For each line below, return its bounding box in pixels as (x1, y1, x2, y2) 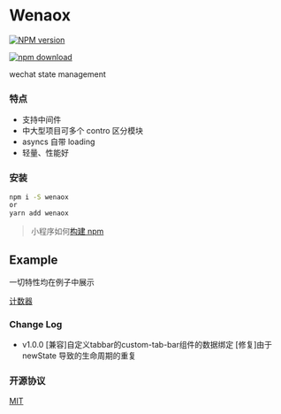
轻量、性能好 (21, 148, 69, 158)
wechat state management (9, 68, 106, 80)
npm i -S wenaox (9, 192, 69, 202)
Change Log (9, 318, 63, 330)
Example (9, 252, 58, 267)
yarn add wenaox (9, 209, 69, 218)
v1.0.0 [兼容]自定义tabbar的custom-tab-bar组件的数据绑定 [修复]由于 (21, 340, 272, 350)
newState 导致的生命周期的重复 (21, 350, 137, 361)
